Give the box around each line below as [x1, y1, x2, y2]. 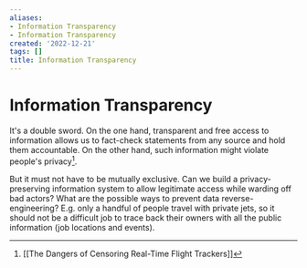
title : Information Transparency [9, 56, 137, 65]
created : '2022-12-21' [9, 38, 96, 48]
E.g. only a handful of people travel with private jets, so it [60, 202, 275, 213]
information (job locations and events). [9, 222, 155, 232]
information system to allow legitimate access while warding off [51, 183, 292, 194]
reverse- [221, 192, 254, 203]
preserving [9, 183, 50, 194]
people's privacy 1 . [9, 154, 78, 167]
